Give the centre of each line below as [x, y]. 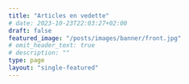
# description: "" [39, 53]
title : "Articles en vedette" [59, 16]
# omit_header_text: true [51, 46]
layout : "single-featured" [53, 68]
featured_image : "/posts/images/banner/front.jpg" [95, 38]
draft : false [30, 30]
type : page [27, 61]
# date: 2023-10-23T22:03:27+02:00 [68, 23]
